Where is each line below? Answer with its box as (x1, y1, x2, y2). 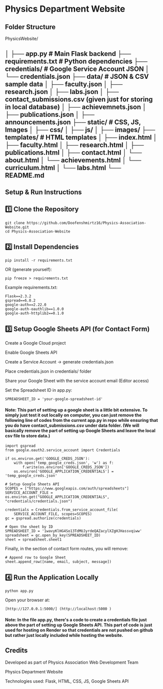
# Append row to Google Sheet (5, 555, 66, 560)
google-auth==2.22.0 (5, 303, 47, 308)
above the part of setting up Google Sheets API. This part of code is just (5, 622, 152, 628)
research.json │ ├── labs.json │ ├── (5, 88, 119, 96)
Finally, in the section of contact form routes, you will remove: (5, 546, 129, 552)
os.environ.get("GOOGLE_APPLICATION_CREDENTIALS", (5, 495, 110, 500)
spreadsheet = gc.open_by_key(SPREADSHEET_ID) (5, 533, 101, 538)
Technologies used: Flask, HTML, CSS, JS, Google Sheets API (5, 678, 129, 684)
